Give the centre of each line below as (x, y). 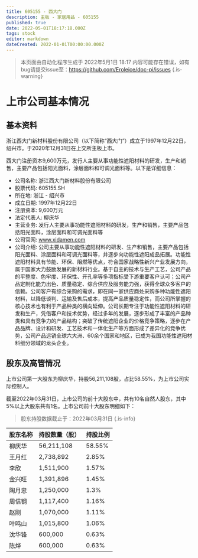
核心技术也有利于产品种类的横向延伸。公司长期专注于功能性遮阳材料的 (100, 306)
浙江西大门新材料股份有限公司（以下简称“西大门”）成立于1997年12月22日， (98, 141)
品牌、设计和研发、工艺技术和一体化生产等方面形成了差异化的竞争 (100, 328)
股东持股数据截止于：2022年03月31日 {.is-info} (78, 418)
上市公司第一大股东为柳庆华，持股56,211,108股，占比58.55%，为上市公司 (95, 378)
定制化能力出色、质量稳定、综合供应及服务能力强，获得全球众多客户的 (105, 283)
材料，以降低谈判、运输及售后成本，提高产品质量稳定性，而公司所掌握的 (103, 298)
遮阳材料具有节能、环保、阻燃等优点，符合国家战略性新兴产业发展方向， (103, 262)
